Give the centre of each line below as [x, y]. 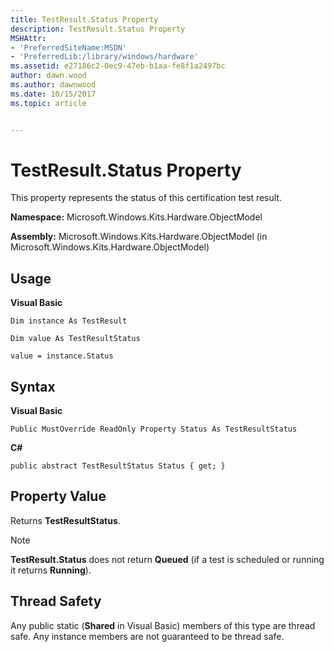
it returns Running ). [51, 570]
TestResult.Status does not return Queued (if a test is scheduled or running [167, 559]
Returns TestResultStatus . [65, 520]
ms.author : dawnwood [53, 85]
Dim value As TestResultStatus [75, 339]
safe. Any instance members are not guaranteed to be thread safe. [147, 636]
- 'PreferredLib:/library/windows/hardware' [104, 57]
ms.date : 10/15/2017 [53, 94]
